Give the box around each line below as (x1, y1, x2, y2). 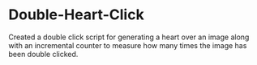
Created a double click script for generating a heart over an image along (8, 32, 250, 42)
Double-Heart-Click (8, 6, 144, 24)
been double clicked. (8, 49, 79, 59)
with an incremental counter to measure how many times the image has (8, 40, 247, 50)
